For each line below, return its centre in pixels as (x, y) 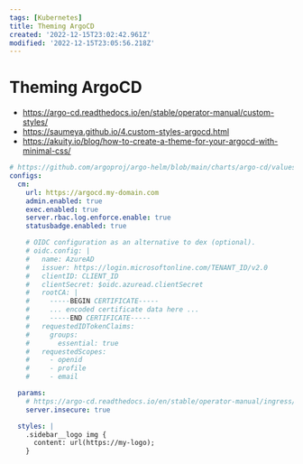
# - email (52, 377)
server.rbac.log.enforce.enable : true (98, 218)
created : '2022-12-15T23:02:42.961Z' (80, 34)
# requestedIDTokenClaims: (80, 326)
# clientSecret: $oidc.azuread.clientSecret (115, 284)
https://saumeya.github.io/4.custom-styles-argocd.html (126, 132)
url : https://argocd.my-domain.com (92, 192)
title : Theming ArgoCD (52, 26)
